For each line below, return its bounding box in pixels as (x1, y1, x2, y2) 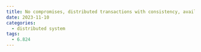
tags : (6, 31, 20, 37)
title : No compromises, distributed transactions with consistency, (6, 8, 181, 15)
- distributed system (11, 25, 66, 32)
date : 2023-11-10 (6, 14, 50, 20)
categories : (6, 20, 36, 26)
